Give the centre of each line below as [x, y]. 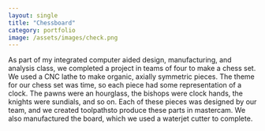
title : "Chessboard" [42, 23]
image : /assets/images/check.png [63, 37]
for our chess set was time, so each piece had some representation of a [125, 85]
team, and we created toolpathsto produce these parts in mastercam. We [127, 110]
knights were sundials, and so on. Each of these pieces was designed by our [132, 102]
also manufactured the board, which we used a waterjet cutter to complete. [131, 118]
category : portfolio [42, 30]
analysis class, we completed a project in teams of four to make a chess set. [132, 69]
